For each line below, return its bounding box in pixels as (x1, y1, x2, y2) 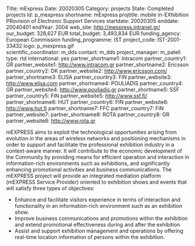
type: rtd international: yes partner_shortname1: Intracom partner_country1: (6, 55, 187, 62)
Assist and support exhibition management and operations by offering (14, 227, 183, 234)
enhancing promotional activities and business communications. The (6, 166, 172, 173)
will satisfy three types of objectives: (6, 185, 95, 191)
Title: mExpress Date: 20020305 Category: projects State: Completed (6, 5, 174, 12)
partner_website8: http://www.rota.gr (6, 117, 96, 124)
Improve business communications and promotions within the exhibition (14, 215, 189, 222)
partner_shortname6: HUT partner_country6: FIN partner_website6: (6, 99, 169, 105)
